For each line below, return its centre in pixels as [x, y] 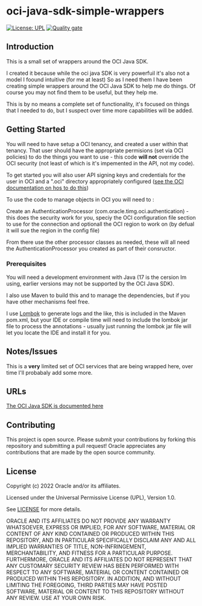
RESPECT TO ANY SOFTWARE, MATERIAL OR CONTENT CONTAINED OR [97, 572]
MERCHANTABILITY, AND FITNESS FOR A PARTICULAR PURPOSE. [90, 553]
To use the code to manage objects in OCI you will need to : [80, 199]
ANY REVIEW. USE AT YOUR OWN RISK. [56, 598]
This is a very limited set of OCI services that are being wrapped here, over [100, 366]
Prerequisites [26, 264]
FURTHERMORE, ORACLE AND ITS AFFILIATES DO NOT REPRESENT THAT [99, 560]
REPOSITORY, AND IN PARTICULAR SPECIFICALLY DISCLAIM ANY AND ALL [101, 540]
